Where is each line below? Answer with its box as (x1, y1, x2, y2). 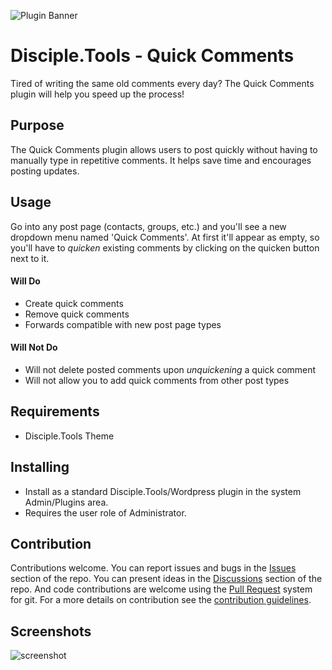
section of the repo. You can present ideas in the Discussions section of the (10, 573, 323, 585)
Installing (10, 459, 70, 476)
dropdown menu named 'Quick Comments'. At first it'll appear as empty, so (10, 231, 320, 243)
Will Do (10, 275, 41, 287)
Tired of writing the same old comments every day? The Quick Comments (10, 77, 315, 89)
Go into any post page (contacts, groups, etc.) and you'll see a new (10, 220, 287, 232)
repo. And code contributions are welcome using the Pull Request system (10, 583, 313, 595)
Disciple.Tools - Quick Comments (10, 45, 295, 67)
